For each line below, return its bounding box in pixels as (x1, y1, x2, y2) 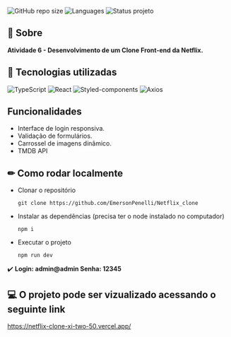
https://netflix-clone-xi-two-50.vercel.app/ (7, 322, 131, 331)
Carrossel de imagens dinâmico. (17, 139, 112, 148)
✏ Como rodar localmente (7, 167, 124, 179)
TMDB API (17, 147, 48, 155)
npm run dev (17, 252, 53, 259)
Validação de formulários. (17, 131, 93, 141)
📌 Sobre (7, 27, 43, 39)
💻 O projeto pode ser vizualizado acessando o (7, 288, 217, 300)
